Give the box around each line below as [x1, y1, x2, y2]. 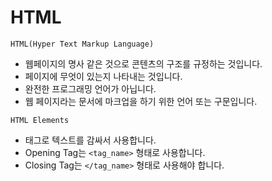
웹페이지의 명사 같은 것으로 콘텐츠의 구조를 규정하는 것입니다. [24, 57, 263, 70]
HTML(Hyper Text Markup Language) [10, 39, 155, 49]
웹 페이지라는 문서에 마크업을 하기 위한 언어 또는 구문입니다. [24, 95, 258, 107]
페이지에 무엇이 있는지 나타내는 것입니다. [24, 70, 183, 82]
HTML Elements [10, 115, 70, 125]
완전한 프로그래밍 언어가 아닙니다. [24, 82, 157, 95]
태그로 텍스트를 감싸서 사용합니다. [24, 134, 157, 146]
